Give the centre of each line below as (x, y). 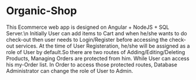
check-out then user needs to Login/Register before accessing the (87, 39)
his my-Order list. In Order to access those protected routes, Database (92, 64)
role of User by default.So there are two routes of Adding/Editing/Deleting (96, 52)
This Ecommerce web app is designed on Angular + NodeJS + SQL (88, 27)
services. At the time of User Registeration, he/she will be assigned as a (103, 46)
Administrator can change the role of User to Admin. (70, 71)
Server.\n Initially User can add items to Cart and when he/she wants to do (97, 33)
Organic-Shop (42, 11)
